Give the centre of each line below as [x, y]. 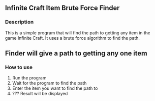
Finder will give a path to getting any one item [76, 53]
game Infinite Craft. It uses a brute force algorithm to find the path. [73, 38]
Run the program [29, 78]
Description [19, 22]
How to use [19, 67]
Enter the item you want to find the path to [55, 88]
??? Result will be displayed [40, 94]
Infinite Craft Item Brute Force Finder [62, 8]
